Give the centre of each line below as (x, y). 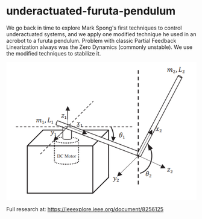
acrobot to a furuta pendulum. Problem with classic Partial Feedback (91, 40)
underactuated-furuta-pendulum (91, 11)
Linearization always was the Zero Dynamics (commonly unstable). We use (99, 47)
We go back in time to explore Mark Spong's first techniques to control (94, 28)
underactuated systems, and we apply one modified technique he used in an (101, 34)
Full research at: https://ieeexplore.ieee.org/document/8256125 (85, 209)
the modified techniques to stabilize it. (54, 53)
